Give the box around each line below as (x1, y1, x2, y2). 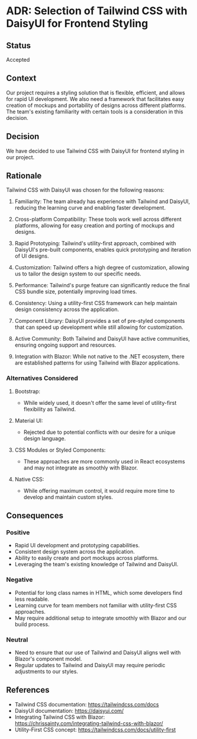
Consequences (6, 510, 64, 521)
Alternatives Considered (6, 374, 78, 382)
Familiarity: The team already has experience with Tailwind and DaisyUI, (14, 198, 190, 205)
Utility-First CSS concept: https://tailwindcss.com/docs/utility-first (14, 726, 176, 733)
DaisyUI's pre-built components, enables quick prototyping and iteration (14, 246, 191, 253)
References (6, 685, 50, 695)
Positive (6, 528, 30, 537)
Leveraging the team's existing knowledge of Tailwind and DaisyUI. (14, 561, 179, 568)
